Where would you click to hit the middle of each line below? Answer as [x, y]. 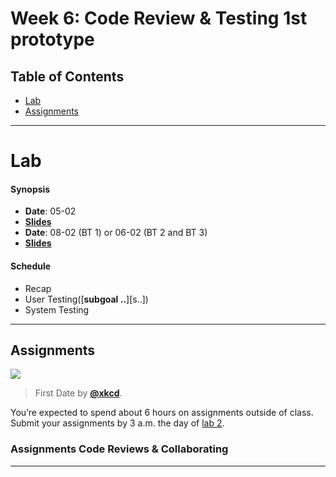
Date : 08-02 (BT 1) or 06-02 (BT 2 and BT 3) [116, 233]
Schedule [31, 266]
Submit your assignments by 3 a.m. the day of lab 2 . [117, 423]
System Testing [57, 309]
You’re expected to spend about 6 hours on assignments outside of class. [162, 413]
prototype [52, 39]
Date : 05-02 [50, 211]
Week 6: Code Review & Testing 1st [159, 18]
